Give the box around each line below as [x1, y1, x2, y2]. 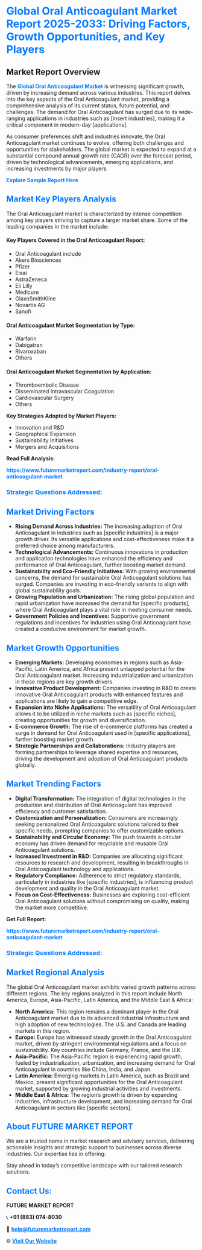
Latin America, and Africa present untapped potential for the [35, 665, 185, 672]
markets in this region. [14, 1027, 71, 1034]
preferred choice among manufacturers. [14, 542, 115, 550]
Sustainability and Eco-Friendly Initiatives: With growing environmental [14, 568, 196, 575]
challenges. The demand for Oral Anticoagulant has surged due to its [6, 109, 178, 115]
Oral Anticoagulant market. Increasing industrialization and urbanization [14, 671, 194, 679]
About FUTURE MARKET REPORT [6, 1121, 134, 1132]
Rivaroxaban [14, 348, 46, 355]
